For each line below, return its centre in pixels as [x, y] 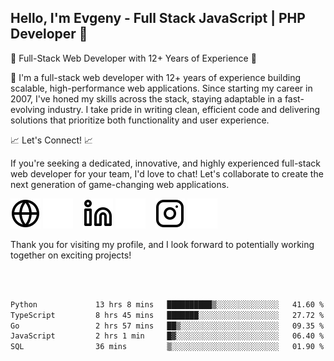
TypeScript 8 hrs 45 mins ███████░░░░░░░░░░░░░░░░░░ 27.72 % [167, 315]
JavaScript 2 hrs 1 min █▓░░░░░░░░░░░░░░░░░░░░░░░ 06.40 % [167, 336]
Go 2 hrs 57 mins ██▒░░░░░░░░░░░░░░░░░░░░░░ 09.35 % [167, 326]
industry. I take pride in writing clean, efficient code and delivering [184, 109]
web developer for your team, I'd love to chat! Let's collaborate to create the [167, 173]
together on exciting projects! [71, 255]
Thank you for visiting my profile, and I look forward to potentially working [162, 244]
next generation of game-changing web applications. [120, 184]
